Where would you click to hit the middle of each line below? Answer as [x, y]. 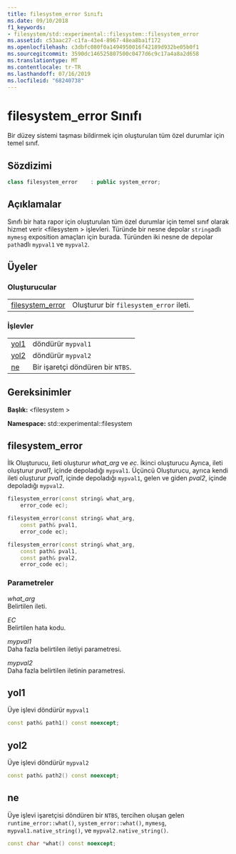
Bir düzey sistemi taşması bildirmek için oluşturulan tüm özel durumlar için [116, 136]
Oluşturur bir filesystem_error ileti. [131, 304]
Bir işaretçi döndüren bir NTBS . [82, 367]
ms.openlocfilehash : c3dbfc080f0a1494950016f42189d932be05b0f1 [103, 47]
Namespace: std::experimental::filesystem [70, 423]
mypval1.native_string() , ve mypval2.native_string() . [88, 830]
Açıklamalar [35, 204]
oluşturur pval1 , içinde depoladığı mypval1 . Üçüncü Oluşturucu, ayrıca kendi [118, 471]
